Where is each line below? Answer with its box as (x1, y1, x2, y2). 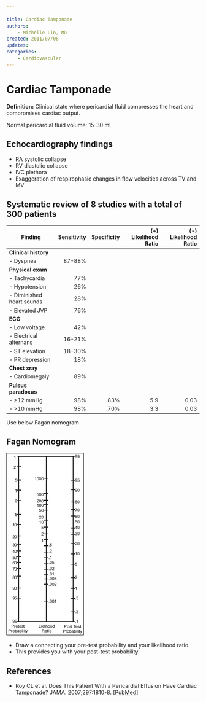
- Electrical (9, 332, 38, 340)
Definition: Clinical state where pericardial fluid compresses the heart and (6, 103, 194, 110)
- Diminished (9, 292, 43, 299)
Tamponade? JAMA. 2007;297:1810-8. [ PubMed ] (15, 688, 139, 696)
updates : (6, 42, 29, 49)
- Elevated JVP (9, 306, 48, 314)
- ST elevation (9, 347, 46, 354)
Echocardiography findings (6, 139, 113, 150)
